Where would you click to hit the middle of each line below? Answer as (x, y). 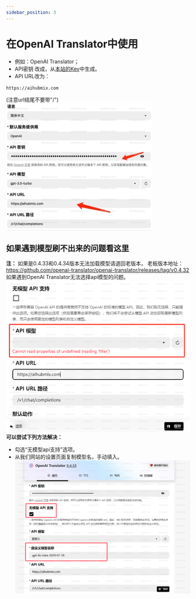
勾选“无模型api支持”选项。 (46, 450)
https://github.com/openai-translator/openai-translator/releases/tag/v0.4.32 (98, 270)
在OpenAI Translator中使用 (72, 44)
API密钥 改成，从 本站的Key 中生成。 (57, 69)
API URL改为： (32, 76)
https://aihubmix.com (32, 88)
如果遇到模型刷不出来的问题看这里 (68, 248)
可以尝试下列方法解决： (34, 437)
